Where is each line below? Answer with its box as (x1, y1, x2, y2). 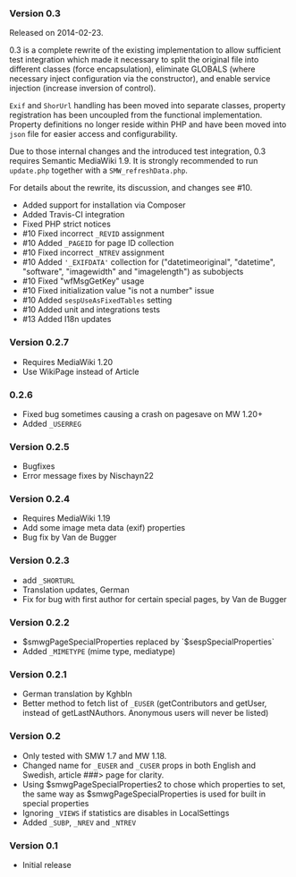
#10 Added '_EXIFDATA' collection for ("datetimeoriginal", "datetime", (21, 257, 275, 268)
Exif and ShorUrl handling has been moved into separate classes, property (9, 100, 286, 111)
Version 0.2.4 (9, 493, 71, 506)
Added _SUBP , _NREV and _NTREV (21, 817, 137, 828)
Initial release (21, 859, 72, 870)
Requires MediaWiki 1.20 (21, 356, 114, 367)
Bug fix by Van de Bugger (21, 532, 117, 543)
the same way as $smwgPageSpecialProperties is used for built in (21, 788, 266, 799)
